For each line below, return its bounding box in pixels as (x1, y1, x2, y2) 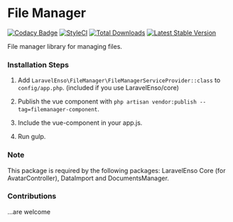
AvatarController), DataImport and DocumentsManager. (7, 174, 169, 182)
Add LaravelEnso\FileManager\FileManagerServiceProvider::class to (17, 76, 221, 84)
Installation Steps (7, 60, 70, 70)
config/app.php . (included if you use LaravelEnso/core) (17, 84, 180, 92)
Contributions (7, 192, 57, 201)
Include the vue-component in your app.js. (17, 118, 143, 127)
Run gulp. (17, 133, 46, 141)
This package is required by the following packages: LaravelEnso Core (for (7, 166, 226, 174)
